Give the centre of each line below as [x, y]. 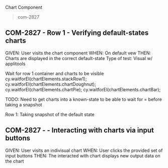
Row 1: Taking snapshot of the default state [50, 114]
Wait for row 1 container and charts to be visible [55, 73]
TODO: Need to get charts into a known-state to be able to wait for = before [83, 99]
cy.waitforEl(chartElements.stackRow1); [46, 79]
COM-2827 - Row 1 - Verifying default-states [77, 33]
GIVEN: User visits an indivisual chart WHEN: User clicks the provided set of [84, 150]
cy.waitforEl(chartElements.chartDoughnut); [51, 84]
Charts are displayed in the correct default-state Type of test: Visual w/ [79, 58]
